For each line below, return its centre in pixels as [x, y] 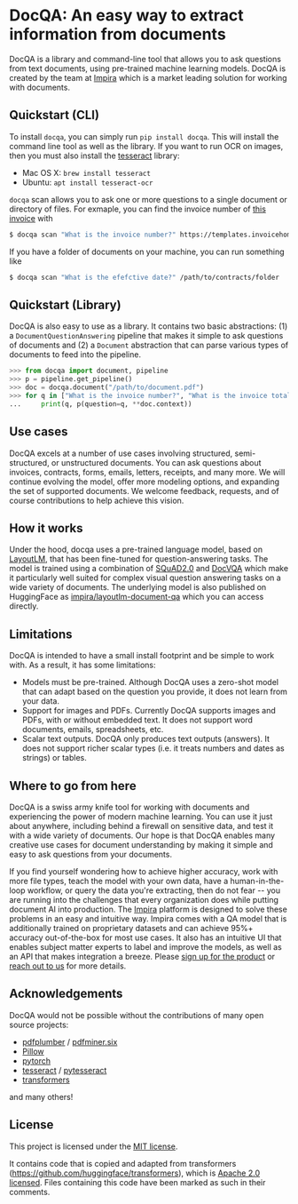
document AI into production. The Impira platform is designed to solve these [149, 909]
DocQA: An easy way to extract [126, 16]
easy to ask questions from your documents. [91, 854]
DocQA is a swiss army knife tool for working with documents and [129, 807]
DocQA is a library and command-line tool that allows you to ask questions [145, 59]
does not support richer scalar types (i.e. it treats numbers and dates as [153, 748]
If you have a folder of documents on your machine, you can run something [147, 251]
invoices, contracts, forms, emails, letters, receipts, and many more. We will [147, 472]
